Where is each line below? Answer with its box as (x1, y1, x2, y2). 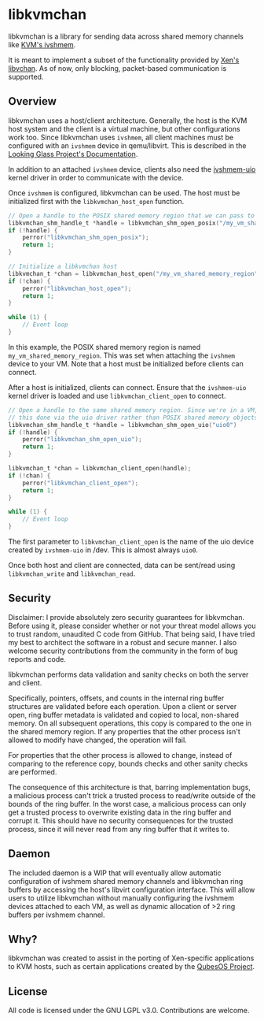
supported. (8, 72, 44, 81)
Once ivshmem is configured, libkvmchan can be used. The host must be (8, 187, 240, 198)
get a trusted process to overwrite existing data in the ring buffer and (8, 808, 232, 817)
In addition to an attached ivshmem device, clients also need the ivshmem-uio (8, 164, 256, 174)
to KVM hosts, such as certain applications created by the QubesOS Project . (8, 962, 255, 971)
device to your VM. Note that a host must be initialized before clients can (8, 358, 244, 368)
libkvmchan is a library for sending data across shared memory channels (8, 32, 244, 41)
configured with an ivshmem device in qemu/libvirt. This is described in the (8, 140, 247, 150)
